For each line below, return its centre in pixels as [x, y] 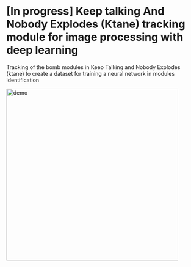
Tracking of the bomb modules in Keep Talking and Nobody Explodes [93, 67]
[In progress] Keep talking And [85, 11]
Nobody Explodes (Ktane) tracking [96, 24]
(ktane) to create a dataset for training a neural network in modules [91, 73]
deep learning [42, 50]
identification [23, 80]
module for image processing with [95, 37]
